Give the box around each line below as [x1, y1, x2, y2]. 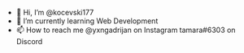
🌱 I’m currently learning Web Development [15, 16, 159, 26]
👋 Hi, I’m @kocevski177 [15, 8, 94, 17]
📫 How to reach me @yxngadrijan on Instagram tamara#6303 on [15, 25, 236, 35]
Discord [15, 37, 43, 46]
